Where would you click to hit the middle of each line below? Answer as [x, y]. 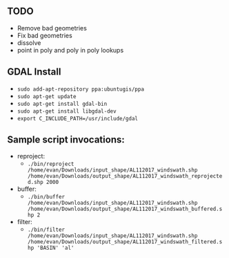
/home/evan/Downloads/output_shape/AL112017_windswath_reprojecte [125, 176]
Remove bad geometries [52, 28]
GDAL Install [34, 72]
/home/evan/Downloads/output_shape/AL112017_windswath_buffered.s [125, 209]
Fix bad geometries [44, 35]
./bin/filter [46, 230]
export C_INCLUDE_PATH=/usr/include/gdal [77, 118]
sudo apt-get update [47, 96]
